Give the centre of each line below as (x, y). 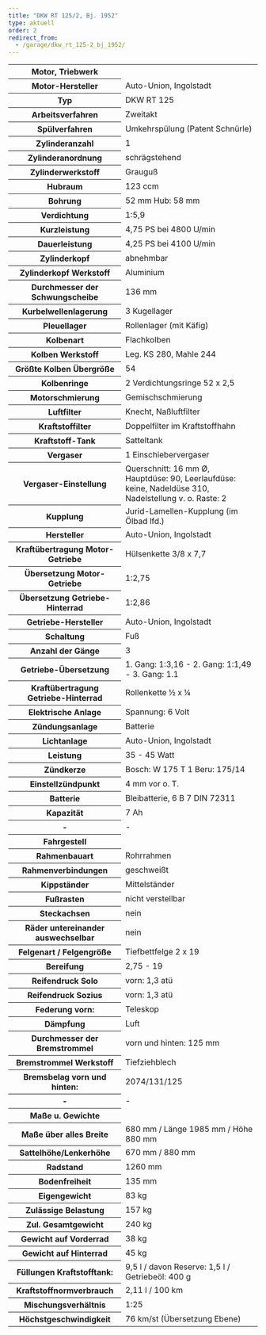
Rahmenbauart (65, 856)
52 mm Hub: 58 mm (163, 201)
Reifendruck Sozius (65, 996)
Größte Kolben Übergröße (65, 369)
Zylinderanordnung (65, 158)
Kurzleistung (65, 230)
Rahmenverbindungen (65, 870)
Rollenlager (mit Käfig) (167, 326)
